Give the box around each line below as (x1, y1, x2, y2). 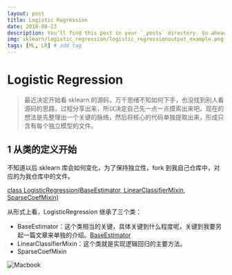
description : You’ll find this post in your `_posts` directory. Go (7, 29, 209, 37)
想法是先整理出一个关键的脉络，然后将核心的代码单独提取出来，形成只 (23, 113, 224, 121)
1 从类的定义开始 (7, 144, 77, 155)
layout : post (7, 10, 45, 17)
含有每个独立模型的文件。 (23, 122, 97, 130)
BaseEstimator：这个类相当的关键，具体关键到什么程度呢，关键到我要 (17, 222, 216, 230)
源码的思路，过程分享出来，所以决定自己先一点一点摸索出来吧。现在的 (23, 104, 224, 113)
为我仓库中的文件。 (19, 172, 74, 180)
